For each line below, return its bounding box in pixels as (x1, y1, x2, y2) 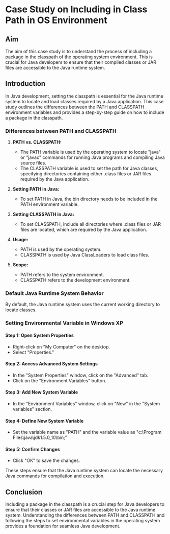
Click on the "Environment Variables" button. (12, 377, 107, 384)
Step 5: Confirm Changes (5, 446, 60, 452)
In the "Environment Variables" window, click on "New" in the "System (12, 400, 160, 407)
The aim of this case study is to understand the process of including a (5, 49, 152, 54)
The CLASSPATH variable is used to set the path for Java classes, (20, 165, 159, 172)
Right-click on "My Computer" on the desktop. (12, 343, 110, 350)
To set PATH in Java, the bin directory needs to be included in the (20, 196, 158, 202)
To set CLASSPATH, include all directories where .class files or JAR (20, 221, 161, 227)
